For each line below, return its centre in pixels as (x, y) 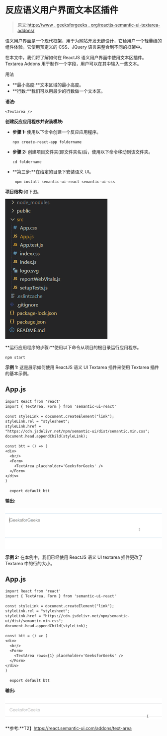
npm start (15, 357)
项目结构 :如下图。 (23, 191)
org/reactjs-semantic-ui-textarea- (125, 25)
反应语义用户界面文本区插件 (62, 10)
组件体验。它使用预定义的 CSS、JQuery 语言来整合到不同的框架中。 (75, 47)
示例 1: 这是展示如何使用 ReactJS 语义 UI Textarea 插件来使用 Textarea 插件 (82, 367)
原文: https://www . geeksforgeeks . (53, 25)
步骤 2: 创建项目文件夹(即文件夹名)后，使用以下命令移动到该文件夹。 (83, 151)
